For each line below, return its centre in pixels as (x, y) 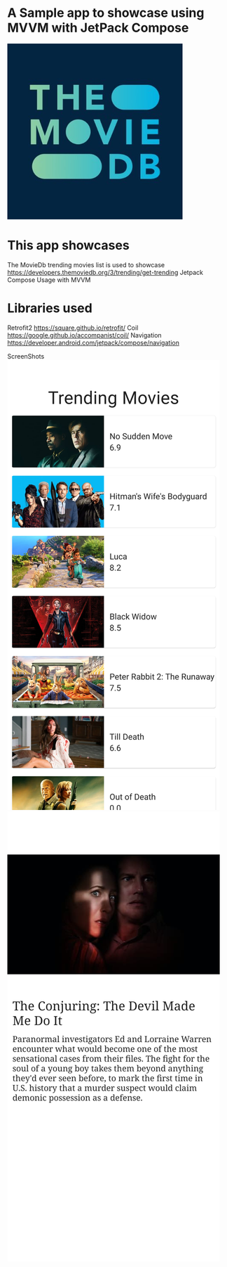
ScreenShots (26, 356)
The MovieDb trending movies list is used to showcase (86, 264)
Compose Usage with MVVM (49, 280)
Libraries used (50, 308)
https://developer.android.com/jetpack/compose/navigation (94, 342)
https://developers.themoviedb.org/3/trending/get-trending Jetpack (105, 272)
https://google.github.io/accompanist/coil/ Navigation (85, 335)
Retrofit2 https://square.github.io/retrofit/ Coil (73, 328)
